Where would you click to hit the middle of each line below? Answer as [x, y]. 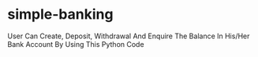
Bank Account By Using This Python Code [76, 44]
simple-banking [60, 14]
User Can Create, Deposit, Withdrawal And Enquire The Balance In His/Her [129, 36]
